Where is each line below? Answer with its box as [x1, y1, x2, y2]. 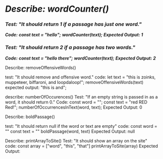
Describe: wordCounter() [5, 3, 109, 15]
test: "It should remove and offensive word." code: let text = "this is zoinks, [5, 74, 156, 80]
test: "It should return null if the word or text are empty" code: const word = [5, 123, 158, 129]
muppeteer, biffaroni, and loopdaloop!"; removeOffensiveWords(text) [5, 79, 143, 85]
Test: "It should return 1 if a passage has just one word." [5, 21, 142, 28]
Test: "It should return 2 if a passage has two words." [5, 44, 136, 51]
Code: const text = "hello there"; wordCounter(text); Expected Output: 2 [5, 55, 156, 61]
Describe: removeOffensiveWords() [5, 64, 76, 70]
